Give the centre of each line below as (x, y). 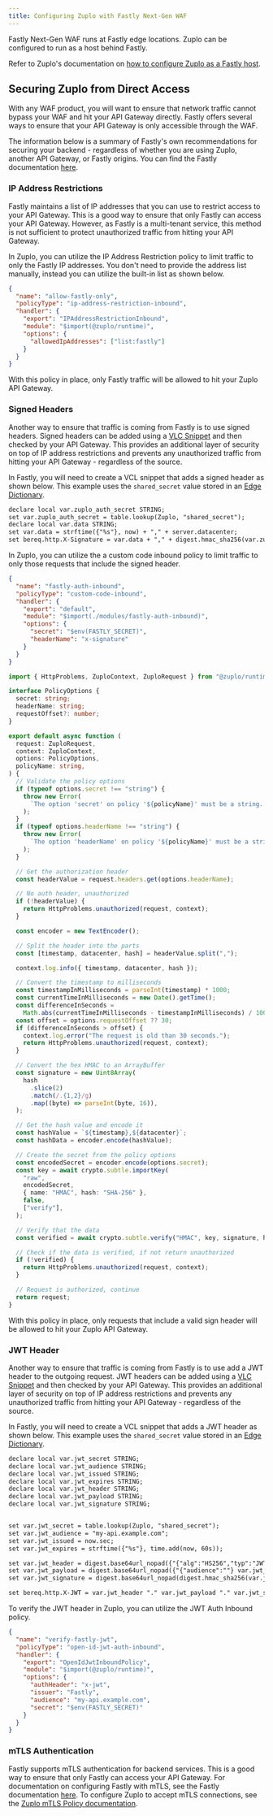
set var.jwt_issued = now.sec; (61, 1541)
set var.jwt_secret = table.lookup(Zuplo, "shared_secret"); (114, 1526)
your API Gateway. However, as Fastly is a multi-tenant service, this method (135, 223)
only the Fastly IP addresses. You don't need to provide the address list (128, 265)
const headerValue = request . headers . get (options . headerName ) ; (125, 879)
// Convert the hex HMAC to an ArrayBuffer (90, 1065)
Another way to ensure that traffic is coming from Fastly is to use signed (129, 427)
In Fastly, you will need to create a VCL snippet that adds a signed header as (136, 477)
